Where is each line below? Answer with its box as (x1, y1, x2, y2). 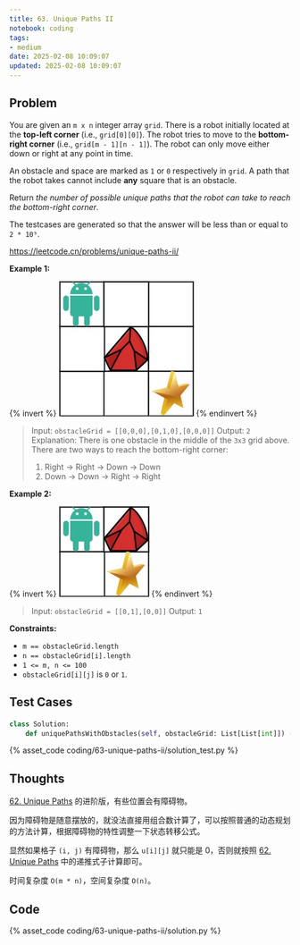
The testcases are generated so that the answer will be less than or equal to (9, 219, 288, 230)
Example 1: (9, 263, 51, 274)
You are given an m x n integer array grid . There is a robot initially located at (9, 119, 290, 130)
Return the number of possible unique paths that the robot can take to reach (9, 192, 291, 203)
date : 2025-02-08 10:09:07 (9, 52, 110, 62)
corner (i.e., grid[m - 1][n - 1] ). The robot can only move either (29, 139, 270, 149)
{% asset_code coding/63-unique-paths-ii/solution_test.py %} (9, 745, 238, 755)
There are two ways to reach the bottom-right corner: (30, 443, 229, 455)
